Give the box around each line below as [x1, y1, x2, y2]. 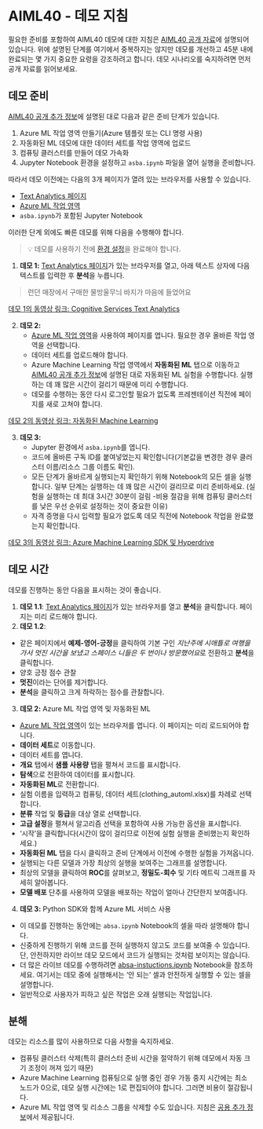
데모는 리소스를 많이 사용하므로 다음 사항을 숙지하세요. [8, 1037, 174, 1047]
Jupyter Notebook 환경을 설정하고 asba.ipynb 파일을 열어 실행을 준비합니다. [19, 158, 256, 167]
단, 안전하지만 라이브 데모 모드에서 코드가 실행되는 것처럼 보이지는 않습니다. [19, 950, 250, 959]
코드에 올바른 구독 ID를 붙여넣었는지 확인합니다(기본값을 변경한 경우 [31, 452, 238, 462]
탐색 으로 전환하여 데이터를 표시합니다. [19, 769, 136, 779]
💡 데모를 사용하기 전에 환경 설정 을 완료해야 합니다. [27, 244, 181, 254]
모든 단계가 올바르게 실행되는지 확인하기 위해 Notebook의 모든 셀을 [31, 472, 237, 481]
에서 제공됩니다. [26, 1113, 75, 1122]
